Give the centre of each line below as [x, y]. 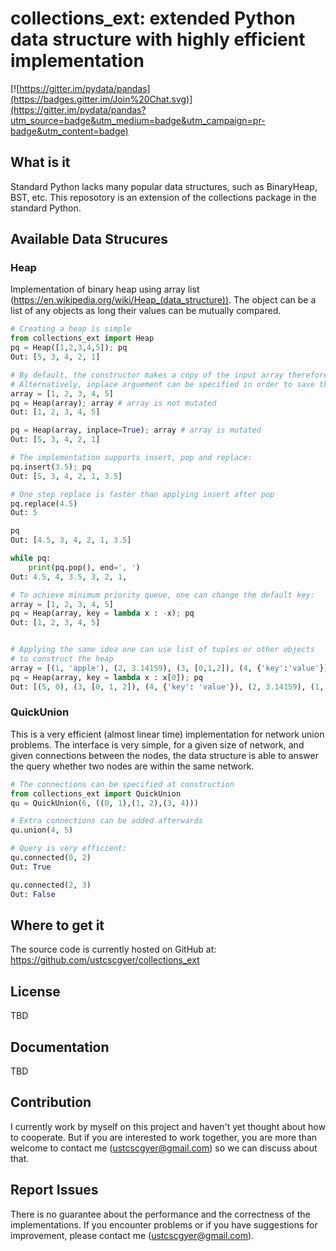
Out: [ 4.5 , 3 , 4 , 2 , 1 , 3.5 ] [71, 540]
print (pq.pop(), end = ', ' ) [84, 567]
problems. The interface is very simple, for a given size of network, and [157, 744]
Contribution [51, 1102]
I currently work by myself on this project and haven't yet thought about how [168, 1126]
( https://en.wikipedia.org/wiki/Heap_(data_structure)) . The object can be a [163, 300]
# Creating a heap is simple [71, 329]
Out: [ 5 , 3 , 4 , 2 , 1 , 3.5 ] [66, 476]
